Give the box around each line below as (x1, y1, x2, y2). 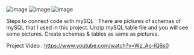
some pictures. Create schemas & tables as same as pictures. (6, 30, 160, 37)
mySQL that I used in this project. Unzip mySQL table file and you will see (6, 24, 189, 31)
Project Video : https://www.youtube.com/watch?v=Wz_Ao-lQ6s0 (6, 42, 169, 49)
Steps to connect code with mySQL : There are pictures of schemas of (6, 18, 181, 24)
